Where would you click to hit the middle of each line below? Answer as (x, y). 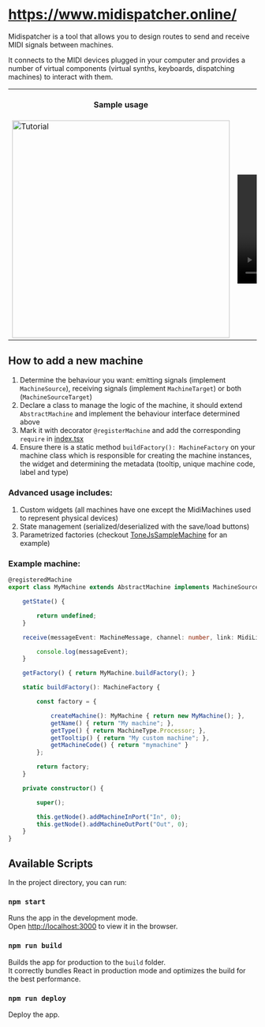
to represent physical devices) (69, 518)
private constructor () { (63, 788)
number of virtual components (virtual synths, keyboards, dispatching (121, 68)
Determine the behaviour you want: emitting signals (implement (123, 379)
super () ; (51, 802)
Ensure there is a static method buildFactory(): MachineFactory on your (137, 446)
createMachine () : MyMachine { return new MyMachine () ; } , (147, 715)
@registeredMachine (40, 580)
